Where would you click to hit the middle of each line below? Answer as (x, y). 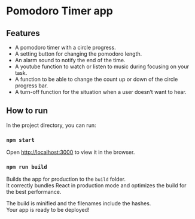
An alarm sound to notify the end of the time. (70, 60)
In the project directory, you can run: (51, 125)
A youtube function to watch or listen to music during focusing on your (102, 66)
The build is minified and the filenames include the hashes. (79, 203)
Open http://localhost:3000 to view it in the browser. (71, 152)
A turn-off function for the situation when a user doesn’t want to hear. (100, 92)
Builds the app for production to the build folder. (66, 179)
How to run (27, 111)
